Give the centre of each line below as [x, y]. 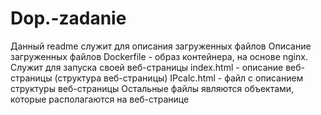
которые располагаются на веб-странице [100, 99]
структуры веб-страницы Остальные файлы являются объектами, [152, 88]
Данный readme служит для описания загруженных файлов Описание [161, 46]
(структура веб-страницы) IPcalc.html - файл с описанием [179, 78]
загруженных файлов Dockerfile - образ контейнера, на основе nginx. [159, 56]
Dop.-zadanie [68, 18]
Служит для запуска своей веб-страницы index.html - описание [147, 67]
